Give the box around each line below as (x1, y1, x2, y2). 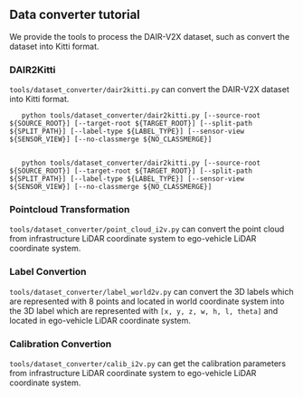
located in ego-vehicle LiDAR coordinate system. (9, 315, 192, 326)
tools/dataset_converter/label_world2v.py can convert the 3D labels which (9, 286, 294, 297)
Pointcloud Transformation (9, 203, 130, 216)
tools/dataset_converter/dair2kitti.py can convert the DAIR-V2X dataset (9, 84, 289, 95)
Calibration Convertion (9, 337, 112, 350)
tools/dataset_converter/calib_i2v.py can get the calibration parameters (9, 358, 287, 369)
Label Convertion (9, 266, 88, 279)
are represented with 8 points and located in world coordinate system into (9, 296, 285, 307)
